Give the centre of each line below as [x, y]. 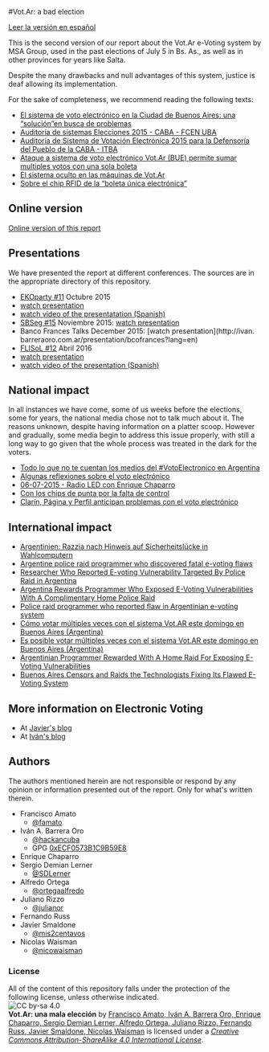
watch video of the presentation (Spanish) [90, 365]
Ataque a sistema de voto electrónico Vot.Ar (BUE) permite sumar [128, 158]
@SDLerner [51, 873]
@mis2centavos [59, 933]
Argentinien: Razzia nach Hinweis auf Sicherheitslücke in [114, 546]
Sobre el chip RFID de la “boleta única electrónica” [103, 183]
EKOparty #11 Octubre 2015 [65, 297]
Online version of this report [55, 227]
